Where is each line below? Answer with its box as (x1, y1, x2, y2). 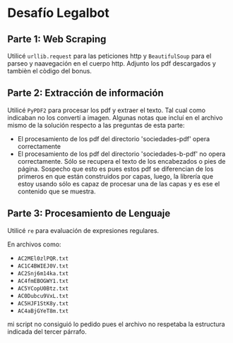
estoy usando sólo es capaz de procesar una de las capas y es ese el (17, 179, 220, 188)
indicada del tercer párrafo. (7, 327, 87, 336)
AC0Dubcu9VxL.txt (17, 292, 69, 299)
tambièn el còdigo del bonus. (7, 67, 92, 75)
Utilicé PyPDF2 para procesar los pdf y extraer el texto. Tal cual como (7, 106, 206, 114)
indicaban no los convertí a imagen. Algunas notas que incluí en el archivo (7, 113, 223, 121)
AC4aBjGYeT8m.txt (17, 307, 69, 315)
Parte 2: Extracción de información (7, 87, 164, 100)
